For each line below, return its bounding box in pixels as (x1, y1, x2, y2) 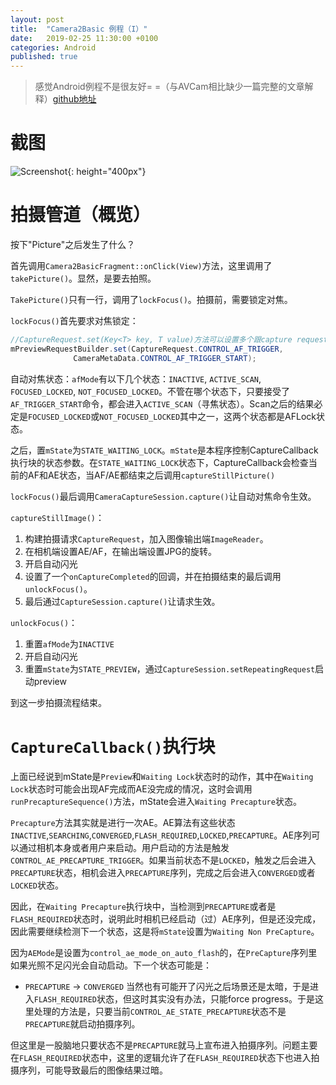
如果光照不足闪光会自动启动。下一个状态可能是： (10, 959, 212, 971)
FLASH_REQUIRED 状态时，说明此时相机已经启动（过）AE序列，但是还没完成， (10, 912, 322, 925)
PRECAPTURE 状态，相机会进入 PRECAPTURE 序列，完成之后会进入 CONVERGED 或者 (10, 866, 316, 878)
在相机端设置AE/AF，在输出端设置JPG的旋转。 (24, 545, 217, 557)
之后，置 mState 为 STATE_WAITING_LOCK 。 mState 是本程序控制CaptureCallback (10, 444, 319, 456)
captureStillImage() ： (10, 511, 105, 523)
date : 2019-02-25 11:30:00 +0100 (10, 33, 159, 43)
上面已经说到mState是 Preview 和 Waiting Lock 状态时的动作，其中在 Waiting (10, 770, 314, 782)
